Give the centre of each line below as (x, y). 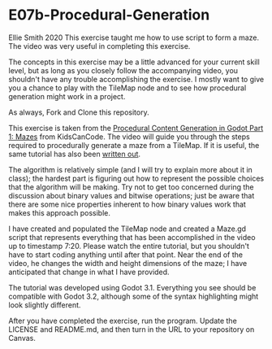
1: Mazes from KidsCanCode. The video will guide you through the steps (129, 137)
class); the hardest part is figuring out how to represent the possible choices (136, 178)
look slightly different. (45, 305)
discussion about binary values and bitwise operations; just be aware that (132, 195)
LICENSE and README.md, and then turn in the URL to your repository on (132, 329)
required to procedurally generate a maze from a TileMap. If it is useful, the (134, 145)
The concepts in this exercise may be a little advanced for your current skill (134, 62)
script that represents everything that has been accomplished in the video (132, 237)
